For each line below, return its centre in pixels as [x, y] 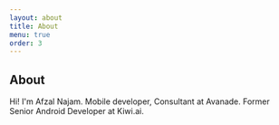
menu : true [30, 34]
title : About [34, 26]
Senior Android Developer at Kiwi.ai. [77, 111]
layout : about [36, 18]
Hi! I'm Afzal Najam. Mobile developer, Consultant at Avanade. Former [139, 101]
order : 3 [26, 43]
